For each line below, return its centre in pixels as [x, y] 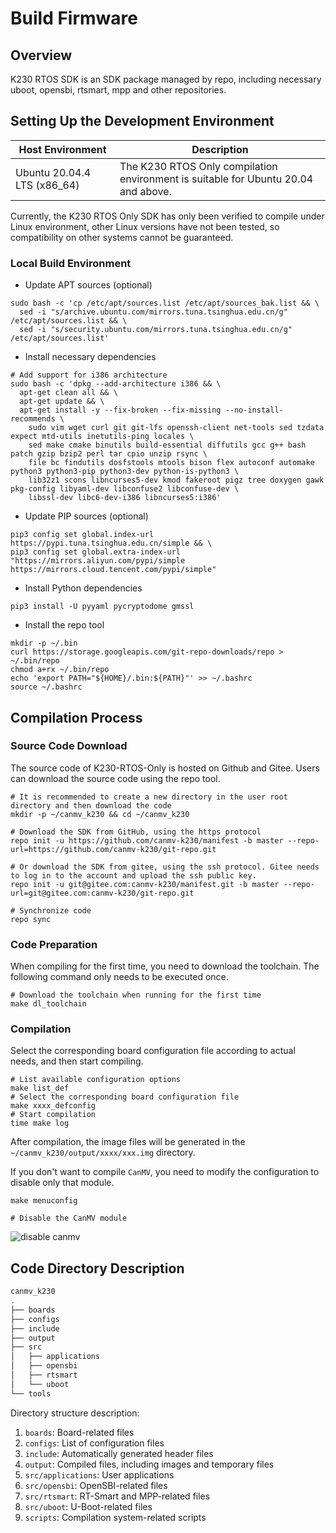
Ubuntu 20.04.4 [53, 172]
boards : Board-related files [79, 1432]
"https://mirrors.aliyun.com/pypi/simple [98, 561]
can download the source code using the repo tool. [115, 778]
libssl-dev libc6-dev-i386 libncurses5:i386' [125, 498]
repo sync [31, 919]
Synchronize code [55, 910]
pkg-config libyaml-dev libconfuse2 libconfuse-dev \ [125, 489]
